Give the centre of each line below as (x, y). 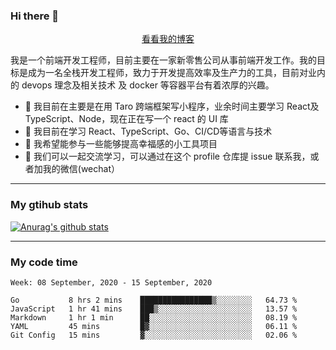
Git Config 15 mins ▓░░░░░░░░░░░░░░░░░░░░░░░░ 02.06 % (154, 335)
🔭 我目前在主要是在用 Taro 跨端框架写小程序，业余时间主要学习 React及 (172, 106)
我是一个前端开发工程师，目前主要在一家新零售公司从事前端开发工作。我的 (163, 60)
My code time (44, 262)
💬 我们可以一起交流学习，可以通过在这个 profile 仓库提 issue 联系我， (167, 156)
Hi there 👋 (35, 16)
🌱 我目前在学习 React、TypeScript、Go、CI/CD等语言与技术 (148, 131)
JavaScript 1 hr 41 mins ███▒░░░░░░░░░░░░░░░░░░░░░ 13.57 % (154, 309)
